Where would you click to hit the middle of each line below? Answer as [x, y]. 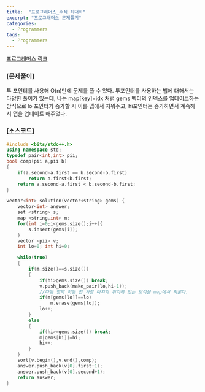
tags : [13, 35]
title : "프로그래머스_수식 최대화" [46, 12]
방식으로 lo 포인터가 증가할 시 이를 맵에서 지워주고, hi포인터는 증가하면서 [93, 106]
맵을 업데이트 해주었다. [40, 113]
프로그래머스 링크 [27, 59]
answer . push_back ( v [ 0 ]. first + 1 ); [60, 366]
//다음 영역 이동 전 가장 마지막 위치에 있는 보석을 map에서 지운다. [114, 292]
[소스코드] [21, 131]
